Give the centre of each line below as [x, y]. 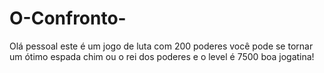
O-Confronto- [68, 18]
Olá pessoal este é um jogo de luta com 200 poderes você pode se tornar [161, 46]
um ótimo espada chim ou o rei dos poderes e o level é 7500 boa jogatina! [162, 56]
